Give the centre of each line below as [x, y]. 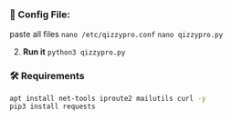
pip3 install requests [53, 107]
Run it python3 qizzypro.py [74, 52]
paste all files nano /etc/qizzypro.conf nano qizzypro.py [116, 35]
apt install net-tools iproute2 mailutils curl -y [108, 98]
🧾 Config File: [40, 15]
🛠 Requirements [47, 76]
